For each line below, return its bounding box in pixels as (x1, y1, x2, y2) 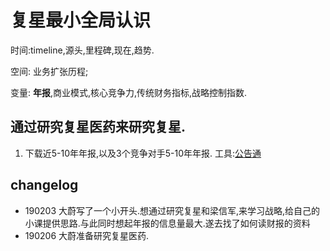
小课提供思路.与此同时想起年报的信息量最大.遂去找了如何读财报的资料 (24, 217, 311, 229)
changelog (10, 177, 79, 194)
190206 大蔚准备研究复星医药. (24, 229, 150, 241)
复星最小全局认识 (10, 9, 152, 32)
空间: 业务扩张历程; (10, 65, 89, 77)
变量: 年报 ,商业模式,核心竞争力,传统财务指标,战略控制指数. (10, 86, 248, 98)
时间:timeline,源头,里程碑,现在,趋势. (10, 44, 155, 56)
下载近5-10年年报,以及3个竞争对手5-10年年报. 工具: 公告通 (24, 147, 262, 159)
